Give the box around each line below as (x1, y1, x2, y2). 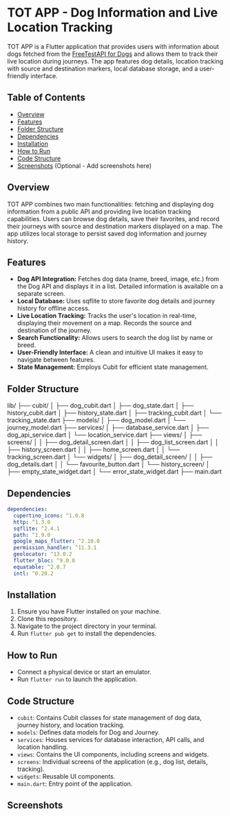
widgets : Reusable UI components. (17, 772, 116, 781)
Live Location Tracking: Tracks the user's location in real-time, (17, 312, 197, 320)
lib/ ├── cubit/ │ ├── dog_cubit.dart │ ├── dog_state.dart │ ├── (7, 401, 194, 410)
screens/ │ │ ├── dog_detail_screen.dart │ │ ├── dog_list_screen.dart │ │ (7, 438, 219, 446)
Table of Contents (7, 92, 86, 104)
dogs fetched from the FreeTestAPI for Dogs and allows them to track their (7, 50, 218, 58)
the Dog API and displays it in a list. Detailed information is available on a (17, 282, 224, 291)
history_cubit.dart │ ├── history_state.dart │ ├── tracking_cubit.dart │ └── (7, 409, 222, 417)
